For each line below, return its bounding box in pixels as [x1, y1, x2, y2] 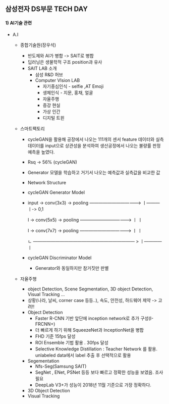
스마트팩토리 [20, 125, 45, 131]
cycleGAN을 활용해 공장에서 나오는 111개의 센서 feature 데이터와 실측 [27, 136, 164, 142]
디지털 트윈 [42, 115, 65, 121]
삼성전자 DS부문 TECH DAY [5, 5, 88, 14]
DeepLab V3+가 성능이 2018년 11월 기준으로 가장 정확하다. [35, 382, 151, 388]
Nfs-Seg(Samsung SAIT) [35, 363, 87, 369]
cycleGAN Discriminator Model [27, 255, 92, 261]
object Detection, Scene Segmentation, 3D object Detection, [27, 286, 153, 292]
